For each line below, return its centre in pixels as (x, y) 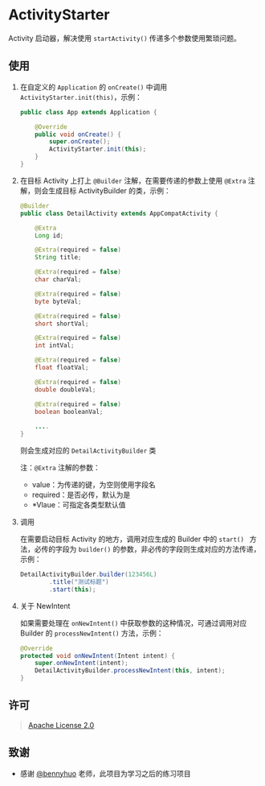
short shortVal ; (62, 324)
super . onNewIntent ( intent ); (82, 663)
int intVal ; (55, 345)
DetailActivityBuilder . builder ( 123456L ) (88, 574)
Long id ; (49, 235)
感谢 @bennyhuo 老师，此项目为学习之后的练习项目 (105, 773)
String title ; (58, 258)
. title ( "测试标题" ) (79, 581)
